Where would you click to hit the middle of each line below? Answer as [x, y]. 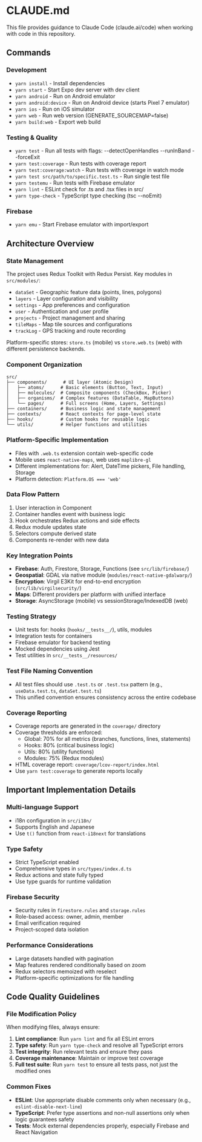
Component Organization [44, 364]
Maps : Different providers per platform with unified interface [90, 594]
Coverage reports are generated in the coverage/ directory [88, 726]
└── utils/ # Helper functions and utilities [77, 425]
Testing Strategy [31, 617]
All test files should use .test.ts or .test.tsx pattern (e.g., [89, 684]
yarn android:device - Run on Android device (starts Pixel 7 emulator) [102, 102]
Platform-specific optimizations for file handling [74, 977]
